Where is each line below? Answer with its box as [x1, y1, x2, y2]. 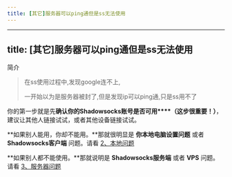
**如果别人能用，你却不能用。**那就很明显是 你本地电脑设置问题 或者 [7, 130, 204, 138]
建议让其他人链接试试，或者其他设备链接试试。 [7, 116, 140, 124]
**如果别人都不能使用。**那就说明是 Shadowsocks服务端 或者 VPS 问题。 [7, 154, 220, 162]
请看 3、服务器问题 [7, 163, 61, 171]
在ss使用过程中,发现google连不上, [23, 78, 121, 86]
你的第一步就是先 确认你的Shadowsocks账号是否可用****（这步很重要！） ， [7, 107, 223, 116]
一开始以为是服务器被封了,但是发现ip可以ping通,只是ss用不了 [23, 92, 197, 101]
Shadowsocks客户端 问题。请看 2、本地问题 [7, 139, 135, 147]
